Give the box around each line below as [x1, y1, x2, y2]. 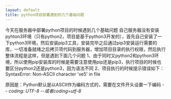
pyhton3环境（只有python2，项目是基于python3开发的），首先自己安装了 [5, 33, 158, 39]
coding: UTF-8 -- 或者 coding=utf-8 [8, 88, 81, 94]
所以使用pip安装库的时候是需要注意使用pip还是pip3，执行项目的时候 [14, 59, 157, 65]
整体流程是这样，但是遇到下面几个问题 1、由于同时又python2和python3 [5, 52, 155, 59]
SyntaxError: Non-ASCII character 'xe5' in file [5, 71, 101, 77]
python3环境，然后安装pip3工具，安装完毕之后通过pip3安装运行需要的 [9, 39, 157, 46]
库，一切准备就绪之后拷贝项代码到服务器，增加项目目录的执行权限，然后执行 [5, 46, 166, 52]
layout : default [5, 7, 40, 13]
